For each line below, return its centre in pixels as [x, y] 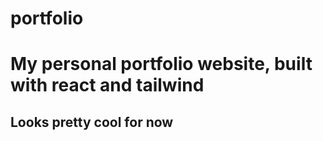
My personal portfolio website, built [161, 64]
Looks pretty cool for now [92, 122]
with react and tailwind [107, 85]
